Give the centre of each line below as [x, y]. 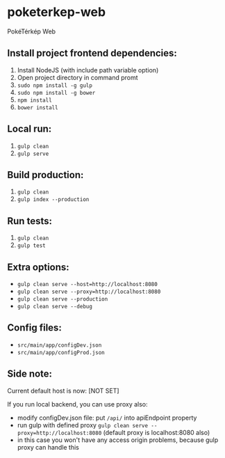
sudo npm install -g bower [56, 93]
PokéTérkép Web [32, 31]
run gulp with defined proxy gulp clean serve [82, 425]
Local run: [30, 129]
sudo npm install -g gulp [55, 85]
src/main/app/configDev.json [59, 345]
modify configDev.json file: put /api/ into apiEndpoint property [107, 418]
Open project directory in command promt [77, 77]
